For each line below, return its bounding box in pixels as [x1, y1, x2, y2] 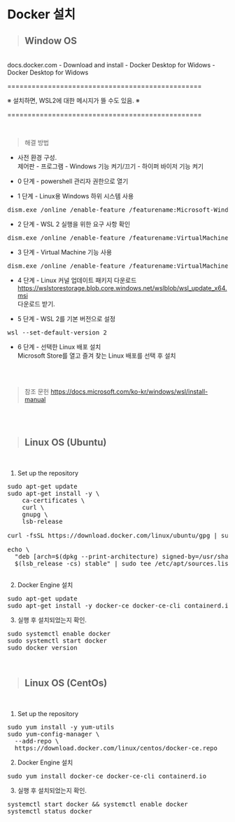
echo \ [7, 545, 30, 553]
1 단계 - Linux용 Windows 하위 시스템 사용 [17, 192, 134, 200]
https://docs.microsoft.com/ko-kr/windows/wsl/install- [50, 387, 208, 396]
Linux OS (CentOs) [24, 678, 108, 689]
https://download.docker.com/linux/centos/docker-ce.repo [14, 744, 218, 752]
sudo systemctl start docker [7, 636, 107, 645]
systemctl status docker [7, 807, 92, 815]
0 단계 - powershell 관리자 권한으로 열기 [17, 177, 129, 185]
